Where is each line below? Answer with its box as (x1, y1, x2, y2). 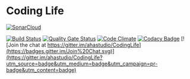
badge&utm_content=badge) (6, 66, 77, 73)
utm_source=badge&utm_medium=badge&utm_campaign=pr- (6, 60, 158, 67)
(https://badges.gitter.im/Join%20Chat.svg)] (6, 47, 115, 54)
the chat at (20, 41, 46, 48)
